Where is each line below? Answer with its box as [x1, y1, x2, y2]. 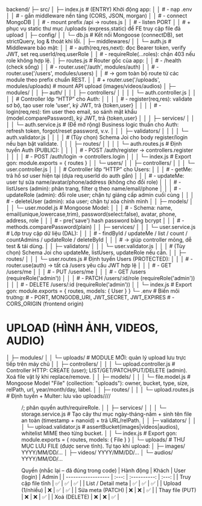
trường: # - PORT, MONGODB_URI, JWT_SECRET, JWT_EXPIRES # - [6, 294, 175, 301]
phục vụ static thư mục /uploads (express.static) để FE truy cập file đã [6, 25, 181, 32]
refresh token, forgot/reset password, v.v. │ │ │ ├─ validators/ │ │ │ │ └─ [6, 127, 189, 134]
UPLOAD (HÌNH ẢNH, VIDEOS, [6, 321, 159, 335]
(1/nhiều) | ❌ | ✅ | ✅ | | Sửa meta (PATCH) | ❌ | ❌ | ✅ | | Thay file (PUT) [21, 486, 197, 493]
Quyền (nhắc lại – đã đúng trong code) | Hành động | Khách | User [21, 467, 186, 474]
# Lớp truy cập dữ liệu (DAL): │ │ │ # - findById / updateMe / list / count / [6, 230, 188, 237]
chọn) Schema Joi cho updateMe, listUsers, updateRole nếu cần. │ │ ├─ [6, 249, 186, 256]
